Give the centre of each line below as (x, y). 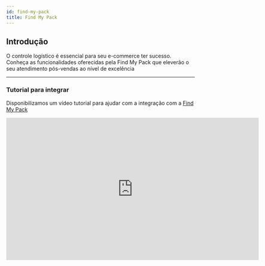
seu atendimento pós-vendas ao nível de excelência (70, 69)
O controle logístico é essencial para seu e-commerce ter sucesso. (89, 56)
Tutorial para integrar (38, 90)
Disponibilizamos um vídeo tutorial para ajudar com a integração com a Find (100, 103)
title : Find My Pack (32, 17)
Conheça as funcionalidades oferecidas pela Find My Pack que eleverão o (98, 62)
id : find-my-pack (28, 12)
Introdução (27, 42)
